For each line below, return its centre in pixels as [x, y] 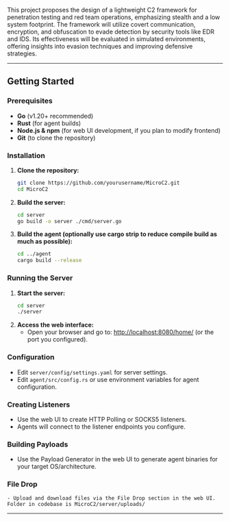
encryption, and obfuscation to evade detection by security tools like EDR [111, 31]
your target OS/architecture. [57, 467]
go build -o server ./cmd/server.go [69, 221]
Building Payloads [38, 444]
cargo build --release [49, 260]
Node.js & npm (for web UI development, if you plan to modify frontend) [119, 130]
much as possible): [45, 242]
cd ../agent [34, 254]
